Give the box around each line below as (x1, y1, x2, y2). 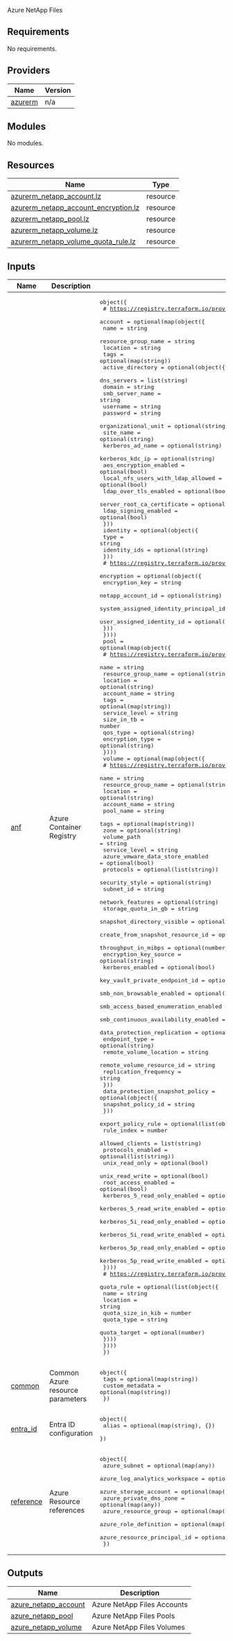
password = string (103, 410, 162, 417)
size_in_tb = (103, 716, 144, 723)
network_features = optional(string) (99, 899, 219, 906)
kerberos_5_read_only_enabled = (103, 1192, 205, 1199)
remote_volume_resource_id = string (99, 1062, 216, 1069)
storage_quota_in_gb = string (103, 905, 199, 913)
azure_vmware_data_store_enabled (103, 853, 209, 860)
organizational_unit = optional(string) (99, 422, 229, 430)
